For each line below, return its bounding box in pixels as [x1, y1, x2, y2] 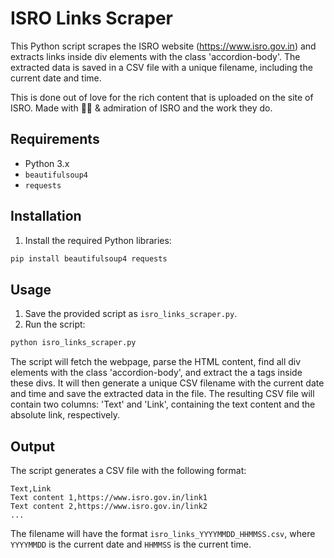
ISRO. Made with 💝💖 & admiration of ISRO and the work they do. [10, 102, 273, 114]
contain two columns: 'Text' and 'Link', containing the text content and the [10, 398, 316, 411]
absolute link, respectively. [10, 409, 120, 421]
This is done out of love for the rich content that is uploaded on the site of [10, 91, 314, 103]
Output [10, 438, 55, 455]
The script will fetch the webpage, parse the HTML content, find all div [10, 356, 302, 368]
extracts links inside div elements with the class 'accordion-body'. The [10, 50, 301, 62]
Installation [10, 208, 82, 225]
